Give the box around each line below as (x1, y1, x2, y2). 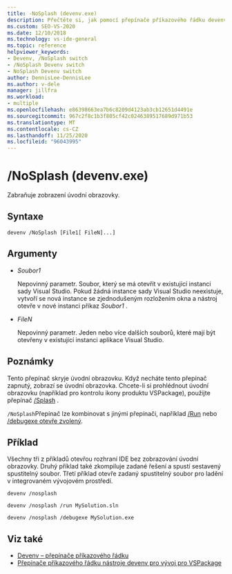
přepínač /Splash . (7, 396, 59, 404)
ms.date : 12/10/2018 (7, 29, 67, 37)
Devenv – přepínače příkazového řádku (17, 551, 129, 560)
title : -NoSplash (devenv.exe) (7, 10, 97, 17)
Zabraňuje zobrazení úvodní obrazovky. (7, 191, 120, 199)
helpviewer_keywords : (7, 49, 70, 56)
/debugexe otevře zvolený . (7, 417, 83, 425)
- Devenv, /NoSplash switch (7, 55, 88, 62)
